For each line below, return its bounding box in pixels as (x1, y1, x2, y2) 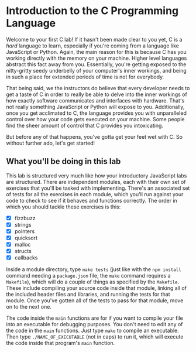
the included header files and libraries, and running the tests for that (6, 291, 171, 298)
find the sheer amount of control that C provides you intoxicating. (6, 122, 164, 129)
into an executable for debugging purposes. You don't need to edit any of (6, 321, 183, 328)
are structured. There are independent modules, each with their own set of (6, 178, 186, 185)
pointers (14, 227, 35, 235)
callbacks (14, 254, 38, 261)
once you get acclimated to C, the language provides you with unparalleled (6, 110, 187, 117)
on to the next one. (6, 303, 51, 310)
